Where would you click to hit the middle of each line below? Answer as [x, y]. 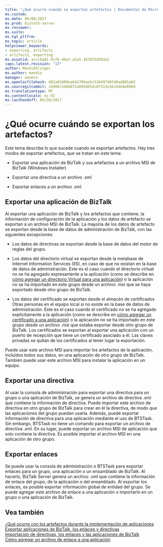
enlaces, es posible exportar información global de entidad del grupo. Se [78, 487]
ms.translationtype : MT [29, 91]
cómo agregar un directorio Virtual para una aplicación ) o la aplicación [82, 279]
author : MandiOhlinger [28, 69]
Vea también [24, 512]
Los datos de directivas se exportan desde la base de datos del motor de [85, 244]
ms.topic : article [24, 41]
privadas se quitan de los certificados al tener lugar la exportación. [79, 340]
